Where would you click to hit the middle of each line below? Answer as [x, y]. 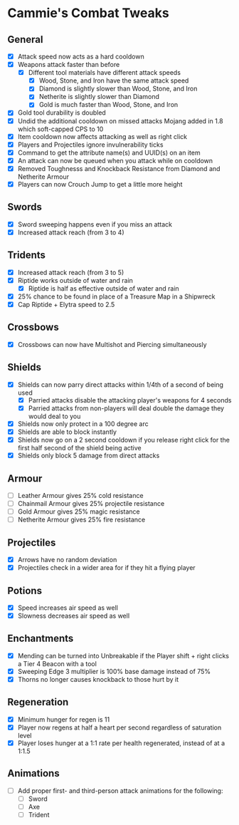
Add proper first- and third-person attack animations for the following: [120, 790]
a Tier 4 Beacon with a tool [57, 663]
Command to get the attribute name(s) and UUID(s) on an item [109, 152]
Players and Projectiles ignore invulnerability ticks [90, 145]
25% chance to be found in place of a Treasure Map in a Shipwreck [116, 296]
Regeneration [38, 702]
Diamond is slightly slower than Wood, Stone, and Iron [118, 89]
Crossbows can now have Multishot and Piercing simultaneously [112, 344]
